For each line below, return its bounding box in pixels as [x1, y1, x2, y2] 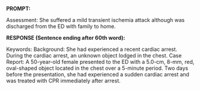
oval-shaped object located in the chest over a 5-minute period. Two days [6, 65, 189, 72]
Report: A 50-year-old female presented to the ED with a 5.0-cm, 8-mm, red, [6, 59, 195, 65]
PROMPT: [6, 5, 31, 12]
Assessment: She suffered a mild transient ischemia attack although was [6, 17, 185, 23]
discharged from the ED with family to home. [6, 23, 116, 30]
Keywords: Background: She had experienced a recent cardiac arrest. [6, 46, 178, 53]
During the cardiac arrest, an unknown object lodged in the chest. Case [6, 52, 182, 59]
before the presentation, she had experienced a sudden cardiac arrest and [6, 71, 190, 78]
